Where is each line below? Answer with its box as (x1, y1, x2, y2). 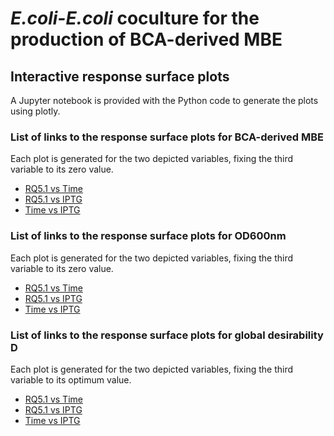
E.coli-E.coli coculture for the (10, 7, 260, 30)
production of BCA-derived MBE (10, 28, 283, 51)
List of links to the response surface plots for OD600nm (10, 229, 287, 243)
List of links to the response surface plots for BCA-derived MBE (10, 130, 324, 144)
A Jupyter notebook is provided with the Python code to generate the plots (10, 95, 319, 106)
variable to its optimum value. (10, 373, 132, 386)
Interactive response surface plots (10, 68, 230, 85)
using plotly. (10, 105, 61, 117)
